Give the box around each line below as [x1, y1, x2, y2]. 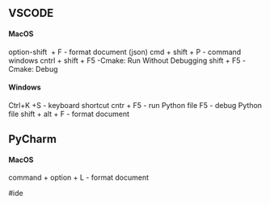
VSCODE [8, 6, 54, 20]
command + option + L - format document [8, 173, 150, 182]
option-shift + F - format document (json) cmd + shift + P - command [8, 47, 242, 56]
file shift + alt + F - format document [8, 109, 130, 119]
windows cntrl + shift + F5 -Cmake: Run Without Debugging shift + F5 [8, 56, 241, 65]
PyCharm [8, 132, 57, 146]
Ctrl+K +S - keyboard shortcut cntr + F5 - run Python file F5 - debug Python [8, 100, 263, 110]
